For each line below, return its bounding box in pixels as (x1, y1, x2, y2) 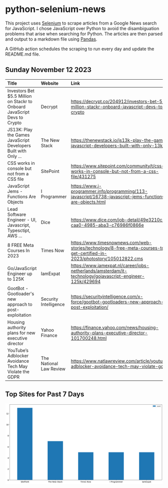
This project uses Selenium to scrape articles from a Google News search (5, 20, 157, 26)
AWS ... (7, 232, 22, 238)
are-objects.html (70, 199, 106, 205)
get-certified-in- (70, 250, 107, 256)
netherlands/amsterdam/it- (70, 268, 127, 274)
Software (7, 211, 26, 217)
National (40, 361, 58, 367)
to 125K (7, 276, 24, 282)
